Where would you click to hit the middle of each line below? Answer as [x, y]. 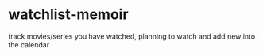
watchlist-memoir [68, 15]
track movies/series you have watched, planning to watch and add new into [132, 36]
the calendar [29, 44]
